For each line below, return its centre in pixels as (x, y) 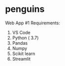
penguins (25, 9)
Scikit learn (24, 54)
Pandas (20, 43)
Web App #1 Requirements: (32, 23)
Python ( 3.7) (25, 38)
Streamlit (21, 59)
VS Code (21, 32)
